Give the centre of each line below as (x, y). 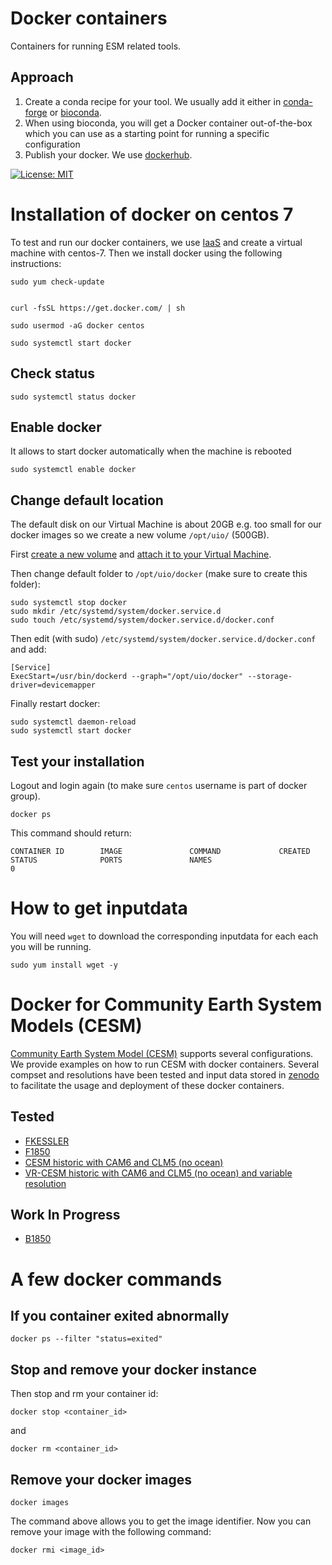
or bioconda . (75, 112)
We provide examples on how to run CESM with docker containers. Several (165, 1064)
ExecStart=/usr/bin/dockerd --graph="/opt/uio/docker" (127, 677)
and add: (28, 649)
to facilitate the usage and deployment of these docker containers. (147, 1085)
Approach (42, 77)
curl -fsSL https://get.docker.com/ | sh (98, 308)
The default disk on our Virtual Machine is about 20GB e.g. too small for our (166, 524)
